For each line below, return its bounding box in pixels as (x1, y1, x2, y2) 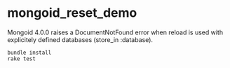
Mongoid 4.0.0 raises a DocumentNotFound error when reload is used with (7, 28, 223, 36)
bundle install (7, 49, 52, 56)
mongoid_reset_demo (7, 5, 137, 21)
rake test (7, 55, 36, 62)
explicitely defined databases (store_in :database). (7, 35, 153, 43)
